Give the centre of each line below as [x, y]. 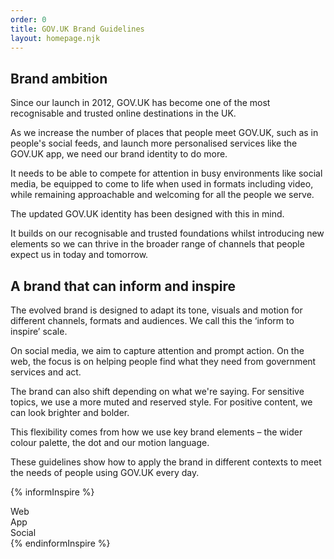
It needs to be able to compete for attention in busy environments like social [166, 173]
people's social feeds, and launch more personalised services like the [154, 143]
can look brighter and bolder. [70, 412]
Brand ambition [59, 78]
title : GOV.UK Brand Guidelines [77, 29]
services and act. [46, 372]
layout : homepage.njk [55, 38]
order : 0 [28, 19]
